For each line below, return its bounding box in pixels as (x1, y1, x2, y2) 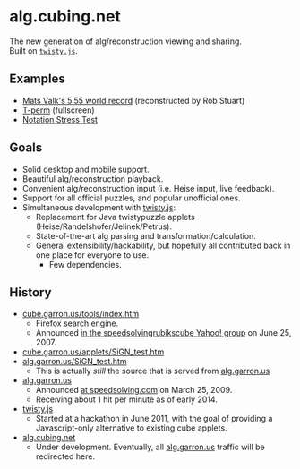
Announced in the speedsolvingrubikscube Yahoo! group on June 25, (35, 328, 292, 338)
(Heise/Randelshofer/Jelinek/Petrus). (35, 221, 173, 232)
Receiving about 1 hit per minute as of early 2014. (35, 394, 218, 405)
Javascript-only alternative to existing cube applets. (35, 422, 227, 433)
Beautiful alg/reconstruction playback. (21, 173, 164, 184)
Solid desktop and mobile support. (21, 164, 150, 175)
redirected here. (35, 451, 96, 462)
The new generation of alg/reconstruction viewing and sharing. (9, 36, 242, 47)
